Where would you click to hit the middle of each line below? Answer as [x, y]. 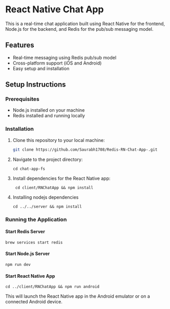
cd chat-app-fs [29, 169]
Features [20, 45]
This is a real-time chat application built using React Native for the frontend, [85, 24]
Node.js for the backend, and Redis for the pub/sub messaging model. [79, 29]
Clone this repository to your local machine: [59, 140]
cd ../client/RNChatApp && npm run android [52, 287]
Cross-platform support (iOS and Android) [57, 63]
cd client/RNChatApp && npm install [54, 188]
